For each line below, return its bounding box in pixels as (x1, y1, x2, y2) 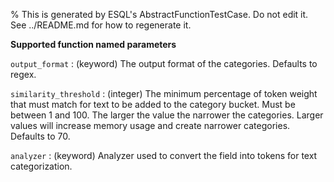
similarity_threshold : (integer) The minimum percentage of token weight (10, 88, 318, 99)
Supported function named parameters (10, 39, 177, 50)
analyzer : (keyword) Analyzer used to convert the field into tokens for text (10, 150, 318, 161)
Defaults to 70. (10, 130, 71, 142)
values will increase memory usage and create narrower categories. (10, 120, 291, 131)
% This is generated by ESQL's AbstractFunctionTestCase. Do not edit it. (10, 9, 309, 20)
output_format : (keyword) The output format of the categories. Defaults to (10, 58, 318, 69)
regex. (10, 69, 37, 80)
